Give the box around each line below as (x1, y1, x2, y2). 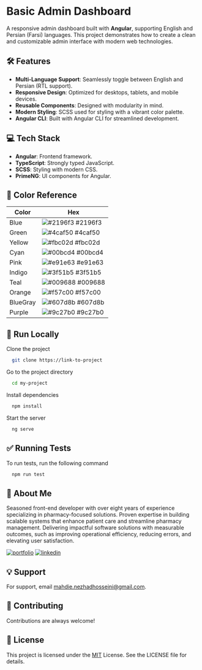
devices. (15, 95, 37, 102)
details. (6, 658, 25, 665)
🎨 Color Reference (6, 190, 78, 200)
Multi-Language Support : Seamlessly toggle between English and (15, 75, 184, 83)
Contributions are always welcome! (6, 617, 95, 624)
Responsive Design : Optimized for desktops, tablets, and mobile (15, 88, 179, 96)
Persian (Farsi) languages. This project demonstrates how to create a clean (6, 31, 196, 38)
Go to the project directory (6, 368, 73, 375)
